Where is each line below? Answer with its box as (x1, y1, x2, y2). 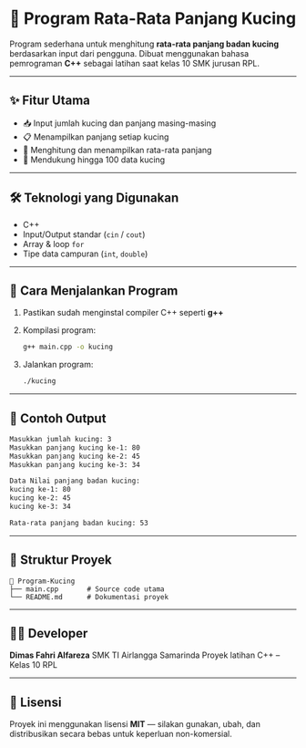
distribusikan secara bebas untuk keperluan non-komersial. (9, 729, 232, 740)
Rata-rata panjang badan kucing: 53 (9, 518, 148, 527)
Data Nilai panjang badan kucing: (9, 476, 141, 486)
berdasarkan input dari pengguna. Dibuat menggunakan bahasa (9, 47, 250, 58)
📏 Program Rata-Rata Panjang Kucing (9, 8, 297, 29)
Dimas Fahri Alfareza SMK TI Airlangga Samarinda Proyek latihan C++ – (9, 649, 280, 660)
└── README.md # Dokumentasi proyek (9, 592, 169, 601)
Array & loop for (22, 238, 85, 249)
